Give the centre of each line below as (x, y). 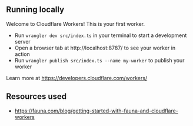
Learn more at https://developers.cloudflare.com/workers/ (77, 78)
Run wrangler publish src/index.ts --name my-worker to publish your (99, 60)
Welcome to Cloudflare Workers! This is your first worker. (76, 24)
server (22, 41)
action (22, 54)
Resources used (36, 97)
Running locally (35, 10)
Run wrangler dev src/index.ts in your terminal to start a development (101, 35)
